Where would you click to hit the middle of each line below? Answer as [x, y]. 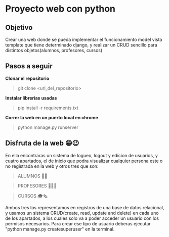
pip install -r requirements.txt [48, 108]
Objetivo [19, 28]
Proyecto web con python [60, 9]
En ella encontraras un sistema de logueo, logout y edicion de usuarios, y [82, 155]
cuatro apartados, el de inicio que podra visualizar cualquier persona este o [84, 161]
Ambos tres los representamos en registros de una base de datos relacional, [85, 207]
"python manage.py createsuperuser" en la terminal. [60, 229]
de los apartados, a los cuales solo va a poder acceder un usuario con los [82, 218]
